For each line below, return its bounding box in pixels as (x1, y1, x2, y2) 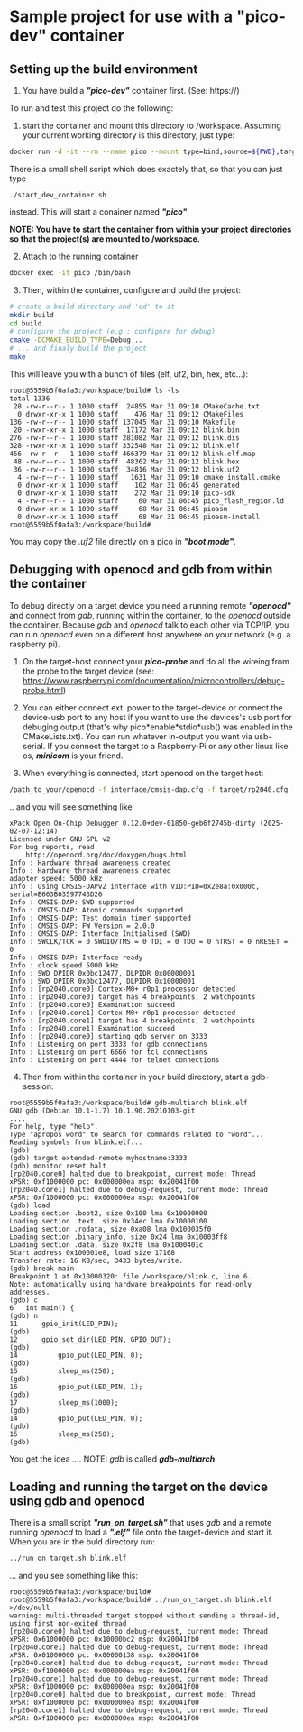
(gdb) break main (9, 1264, 75, 1273)
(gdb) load (9, 1201, 50, 1210)
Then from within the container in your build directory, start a (22, 1071, 250, 1082)
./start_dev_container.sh (9, 190, 106, 199)
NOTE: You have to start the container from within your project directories (9, 224, 292, 234)
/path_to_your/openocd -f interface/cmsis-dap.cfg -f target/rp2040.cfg (9, 784, 289, 794)
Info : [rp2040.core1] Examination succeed (9, 1023, 176, 1033)
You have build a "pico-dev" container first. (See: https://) (22, 86, 241, 96)
